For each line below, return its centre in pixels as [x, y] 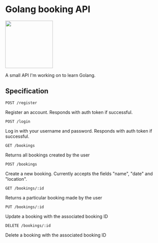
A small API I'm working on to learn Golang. [50, 75]
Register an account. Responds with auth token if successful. [69, 112]
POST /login [18, 121]
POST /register [21, 103]
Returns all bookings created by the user [48, 155]
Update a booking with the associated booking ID [57, 216]
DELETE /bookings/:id [28, 226]
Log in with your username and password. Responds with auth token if [79, 131]
